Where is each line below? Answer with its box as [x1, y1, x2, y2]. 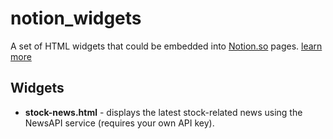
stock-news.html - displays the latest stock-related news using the [24, 106, 303, 118]
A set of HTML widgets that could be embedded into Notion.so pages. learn [10, 40, 323, 52]
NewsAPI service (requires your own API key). [24, 117, 215, 129]
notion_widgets [10, 7, 142, 30]
